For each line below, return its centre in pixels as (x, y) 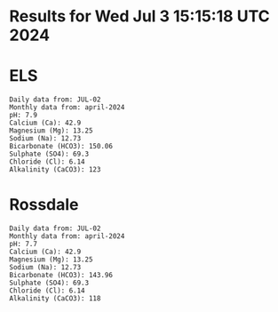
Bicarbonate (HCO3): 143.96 (61, 276)
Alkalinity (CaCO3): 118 (55, 299)
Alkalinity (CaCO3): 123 (55, 170)
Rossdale (44, 205)
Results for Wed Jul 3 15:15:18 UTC (139, 16)
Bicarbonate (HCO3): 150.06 (61, 147)
